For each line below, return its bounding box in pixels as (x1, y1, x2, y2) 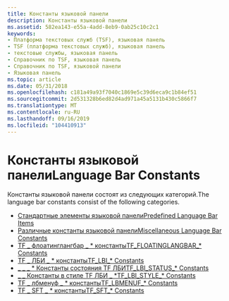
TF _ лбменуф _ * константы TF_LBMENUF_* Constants (17, 279, 178, 288)
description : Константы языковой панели (7, 17, 128, 24)
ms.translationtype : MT (7, 102, 78, 109)
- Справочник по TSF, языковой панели (7, 63, 121, 70)
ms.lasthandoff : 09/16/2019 (7, 115, 90, 122)
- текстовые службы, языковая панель (7, 50, 118, 57)
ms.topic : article (7, 75, 61, 83)
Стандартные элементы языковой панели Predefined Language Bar (17, 211, 218, 220)
